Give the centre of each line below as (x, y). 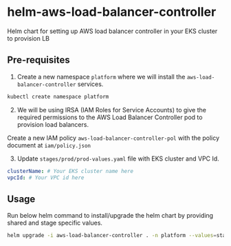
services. (90, 84)
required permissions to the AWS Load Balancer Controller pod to (110, 117)
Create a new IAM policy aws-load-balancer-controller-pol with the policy (113, 138)
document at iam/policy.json (49, 145)
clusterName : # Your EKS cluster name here (70, 171)
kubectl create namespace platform (58, 96)
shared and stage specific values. (55, 223)
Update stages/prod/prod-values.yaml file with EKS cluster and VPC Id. (118, 158)
